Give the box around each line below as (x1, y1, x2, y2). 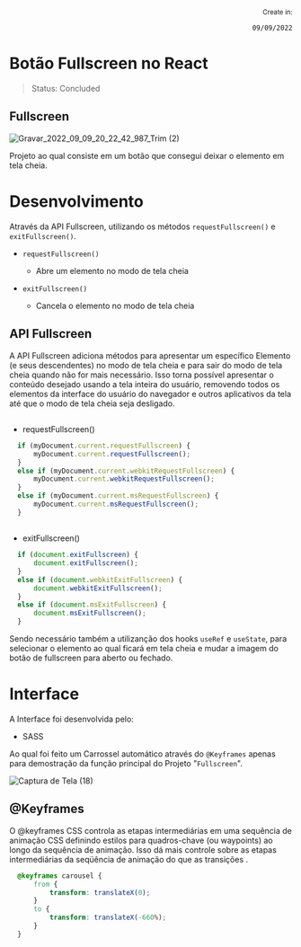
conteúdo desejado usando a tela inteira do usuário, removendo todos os (9, 378, 280, 389)
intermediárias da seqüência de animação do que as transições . (9, 854, 249, 864)
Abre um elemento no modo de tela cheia (35, 265, 189, 276)
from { (32, 880, 58, 889)
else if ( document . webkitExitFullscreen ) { (17, 575, 182, 584)
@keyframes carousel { (17, 871, 102, 881)
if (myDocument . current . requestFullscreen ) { (17, 441, 191, 450)
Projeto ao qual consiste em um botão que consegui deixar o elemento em (9, 150, 285, 161)
